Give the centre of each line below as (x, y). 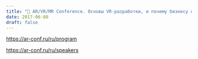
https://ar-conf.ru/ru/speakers (42, 50)
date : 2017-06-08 (27, 17)
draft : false (22, 22)
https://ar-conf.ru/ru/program (42, 39)
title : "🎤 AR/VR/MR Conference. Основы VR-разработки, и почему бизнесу (97, 11)
